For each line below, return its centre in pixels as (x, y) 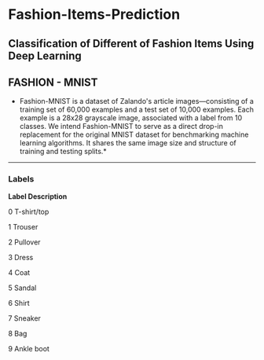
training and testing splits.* (63, 152)
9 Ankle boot (29, 348)
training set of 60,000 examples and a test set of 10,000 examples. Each (136, 110)
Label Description (38, 196)
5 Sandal (22, 288)
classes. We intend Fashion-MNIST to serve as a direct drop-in (121, 127)
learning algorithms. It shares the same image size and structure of (128, 143)
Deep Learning (45, 55)
